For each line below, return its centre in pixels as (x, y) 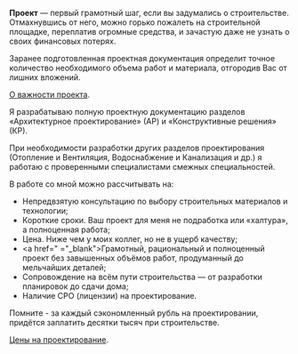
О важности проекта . (50, 94)
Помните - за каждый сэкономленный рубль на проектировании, (134, 313)
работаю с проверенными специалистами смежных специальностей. (142, 167)
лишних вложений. (45, 77)
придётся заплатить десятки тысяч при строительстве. (114, 322)
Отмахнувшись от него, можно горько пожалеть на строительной (135, 22)
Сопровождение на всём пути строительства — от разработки (142, 277)
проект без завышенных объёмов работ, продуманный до (133, 258)
